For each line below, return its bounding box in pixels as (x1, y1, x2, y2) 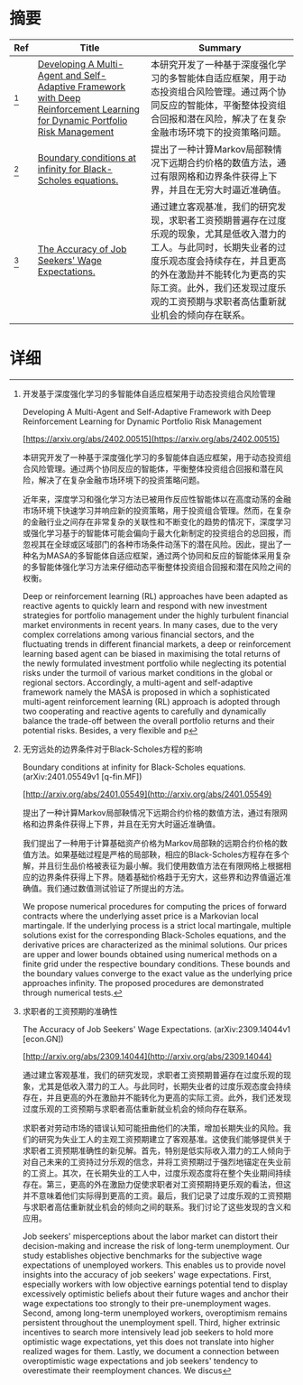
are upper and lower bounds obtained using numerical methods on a (22, 948, 278, 959)
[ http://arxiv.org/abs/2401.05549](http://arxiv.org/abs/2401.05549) (22, 789, 272, 799)
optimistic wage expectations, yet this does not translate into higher (22, 1336, 275, 1347)
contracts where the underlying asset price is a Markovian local (22, 910, 259, 921)
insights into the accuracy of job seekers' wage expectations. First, (22, 1269, 272, 1279)
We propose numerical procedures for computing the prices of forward (22, 900, 287, 911)
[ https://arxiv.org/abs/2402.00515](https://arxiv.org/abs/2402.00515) (22, 433, 280, 444)
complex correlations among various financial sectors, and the (22, 629, 255, 640)
